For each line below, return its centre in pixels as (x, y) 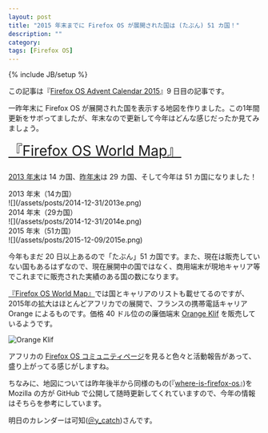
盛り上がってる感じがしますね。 (61, 366)
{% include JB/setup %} (48, 75)
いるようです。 (33, 323)
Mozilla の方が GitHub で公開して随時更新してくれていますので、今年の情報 (132, 393)
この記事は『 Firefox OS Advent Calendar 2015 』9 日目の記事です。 (118, 91)
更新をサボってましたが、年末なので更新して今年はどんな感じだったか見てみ (134, 118)
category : (25, 42)
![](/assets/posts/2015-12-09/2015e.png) (76, 240)
